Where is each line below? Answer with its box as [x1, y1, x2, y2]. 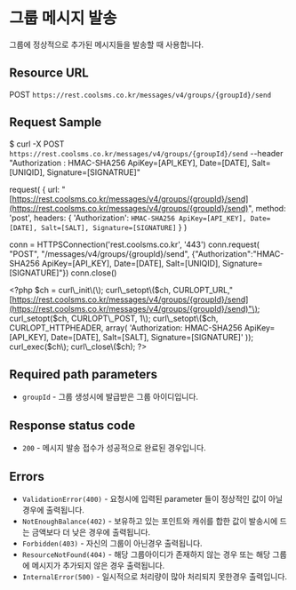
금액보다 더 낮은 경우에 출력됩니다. [31, 527, 151, 538]
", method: [248, 203, 286, 213]
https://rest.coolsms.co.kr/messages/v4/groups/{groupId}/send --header [9, 147, 284, 158]
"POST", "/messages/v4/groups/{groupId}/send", [9, 248, 190, 259]
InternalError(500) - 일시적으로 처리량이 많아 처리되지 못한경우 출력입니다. [21, 571, 287, 582]
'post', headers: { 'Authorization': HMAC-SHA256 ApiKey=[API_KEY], [9, 212, 247, 223]
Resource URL [9, 66, 89, 81]
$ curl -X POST [9, 139, 65, 149]
